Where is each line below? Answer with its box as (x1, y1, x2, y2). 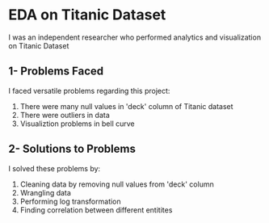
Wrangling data (19, 187, 71, 197)
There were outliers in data (19, 110, 111, 120)
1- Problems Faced (8, 65, 103, 78)
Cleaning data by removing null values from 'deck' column (19, 179, 214, 189)
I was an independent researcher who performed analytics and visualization (8, 32, 261, 42)
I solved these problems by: (8, 163, 101, 173)
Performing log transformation (19, 196, 121, 206)
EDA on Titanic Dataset (8, 6, 166, 24)
